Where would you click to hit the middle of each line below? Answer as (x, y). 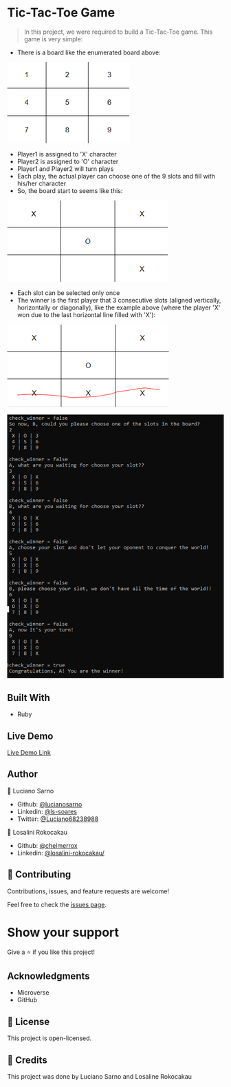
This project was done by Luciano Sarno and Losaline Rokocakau (100, 1077)
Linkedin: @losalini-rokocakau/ (61, 853)
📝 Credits (27, 1060)
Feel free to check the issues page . (57, 904)
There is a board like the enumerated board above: (89, 52)
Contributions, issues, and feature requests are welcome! (88, 891)
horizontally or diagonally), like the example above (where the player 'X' (119, 307)
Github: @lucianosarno (49, 804)
